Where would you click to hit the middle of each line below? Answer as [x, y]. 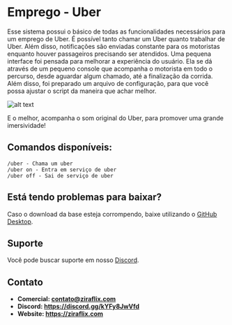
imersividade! [27, 125]
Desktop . [20, 222]
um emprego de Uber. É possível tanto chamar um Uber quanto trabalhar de [116, 38]
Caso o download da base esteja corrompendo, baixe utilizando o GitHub [112, 214]
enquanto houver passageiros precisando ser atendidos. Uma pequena [109, 54]
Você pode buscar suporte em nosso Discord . [73, 260]
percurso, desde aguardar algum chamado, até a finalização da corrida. [110, 76]
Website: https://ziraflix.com [60, 314]
